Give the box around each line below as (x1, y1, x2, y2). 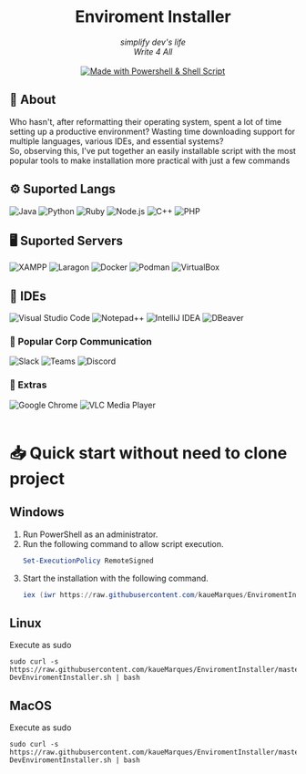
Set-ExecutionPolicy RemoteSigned (22, 556, 154, 565)
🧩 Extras (9, 378, 47, 391)
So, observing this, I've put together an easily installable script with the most (9, 145, 296, 156)
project (9, 468, 66, 489)
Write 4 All (133, 46, 173, 57)
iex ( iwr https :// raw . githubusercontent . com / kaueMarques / (22, 590, 248, 599)
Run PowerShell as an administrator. (22, 529, 158, 540)
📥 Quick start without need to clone (9, 442, 288, 463)
